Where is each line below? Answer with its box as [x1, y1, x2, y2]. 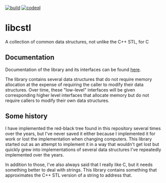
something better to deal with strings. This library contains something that [5, 166, 157, 172]
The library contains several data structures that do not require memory [5, 76, 152, 82]
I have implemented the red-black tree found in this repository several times [5, 125, 161, 131]
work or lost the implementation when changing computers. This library [5, 135, 152, 142]
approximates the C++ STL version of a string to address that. [5, 172, 132, 178]
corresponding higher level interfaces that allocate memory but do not [5, 92, 150, 98]
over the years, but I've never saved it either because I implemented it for [5, 130, 156, 136]
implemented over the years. [5, 151, 64, 157]
